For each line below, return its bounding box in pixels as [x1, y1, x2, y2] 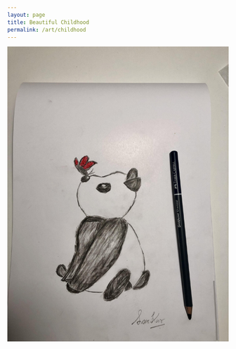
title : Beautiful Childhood [7, 18, 90, 26]
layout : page [7, 11, 46, 18]
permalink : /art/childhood [7, 26, 86, 33]
